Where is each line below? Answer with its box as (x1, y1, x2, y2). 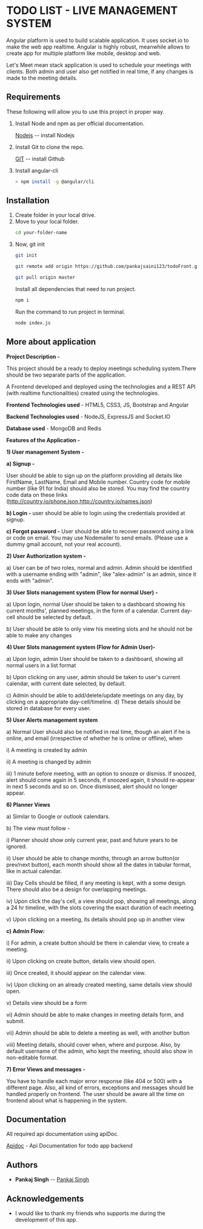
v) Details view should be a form (6, 999, 87, 1006)
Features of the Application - (6, 436, 81, 443)
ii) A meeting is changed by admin (6, 758, 92, 765)
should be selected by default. (16, 613, 93, 620)
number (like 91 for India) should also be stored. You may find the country (6, 484, 190, 492)
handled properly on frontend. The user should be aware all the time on (6, 1090, 185, 1097)
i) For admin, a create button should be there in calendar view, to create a (6, 939, 190, 947)
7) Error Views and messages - (6, 1066, 86, 1073)
